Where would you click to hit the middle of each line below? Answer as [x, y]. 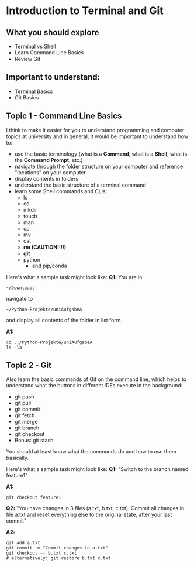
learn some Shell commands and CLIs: [61, 191]
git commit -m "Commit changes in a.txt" [57, 548]
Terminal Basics [34, 91]
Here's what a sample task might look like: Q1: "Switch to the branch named [97, 469]
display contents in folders [46, 178]
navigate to [20, 298]
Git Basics [27, 97]
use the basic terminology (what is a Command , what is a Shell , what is [101, 154]
